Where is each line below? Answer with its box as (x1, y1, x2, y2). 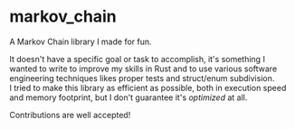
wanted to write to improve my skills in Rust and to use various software (9, 63, 278, 74)
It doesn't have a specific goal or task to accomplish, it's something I (9, 53, 265, 64)
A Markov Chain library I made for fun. (9, 36, 152, 47)
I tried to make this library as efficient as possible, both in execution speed (9, 82, 287, 93)
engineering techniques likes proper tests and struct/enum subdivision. (9, 72, 275, 83)
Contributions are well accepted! (9, 109, 131, 120)
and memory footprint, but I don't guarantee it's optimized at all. (9, 92, 248, 103)
